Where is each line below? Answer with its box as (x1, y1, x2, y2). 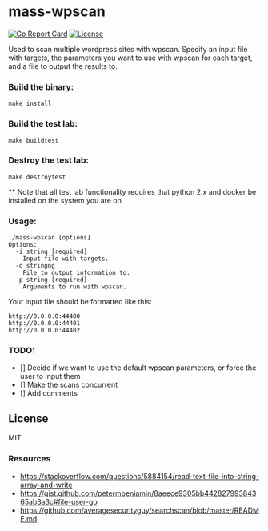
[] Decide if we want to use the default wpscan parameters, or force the (19, 363, 257, 372)
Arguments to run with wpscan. (22, 283, 127, 291)
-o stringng (15, 262, 56, 270)
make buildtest (8, 136, 59, 144)
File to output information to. (22, 269, 130, 277)
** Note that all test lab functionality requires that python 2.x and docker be (8, 187, 257, 196)
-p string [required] (15, 276, 88, 284)
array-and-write (19, 480, 73, 489)
